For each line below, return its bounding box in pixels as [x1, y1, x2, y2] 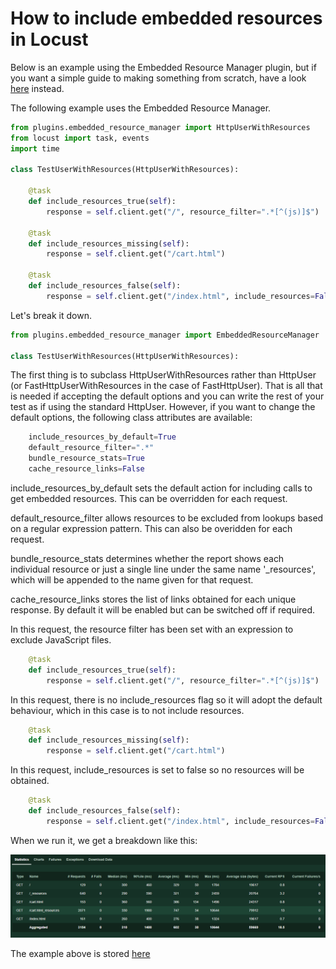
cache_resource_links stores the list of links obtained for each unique [10, 593, 297, 605]
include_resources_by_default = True [28, 432, 177, 442]
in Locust [10, 28, 89, 51]
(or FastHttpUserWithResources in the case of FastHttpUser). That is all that [10, 380, 323, 392]
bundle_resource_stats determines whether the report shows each [10, 552, 285, 564]
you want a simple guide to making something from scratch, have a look [10, 72, 307, 84]
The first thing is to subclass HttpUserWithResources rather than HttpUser [10, 369, 317, 381]
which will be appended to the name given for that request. [10, 573, 254, 586]
